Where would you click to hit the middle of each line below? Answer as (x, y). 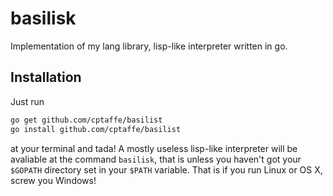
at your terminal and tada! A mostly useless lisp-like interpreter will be (154, 148)
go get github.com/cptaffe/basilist (86, 120)
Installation (46, 77)
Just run (27, 101)
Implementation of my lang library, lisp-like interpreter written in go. (149, 46)
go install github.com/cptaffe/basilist (96, 129)
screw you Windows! (53, 180)
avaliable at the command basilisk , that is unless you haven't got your (156, 159)
